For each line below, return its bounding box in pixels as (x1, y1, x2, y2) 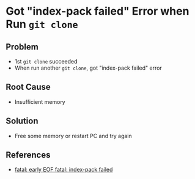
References (6, 150, 51, 160)
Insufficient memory (14, 98, 65, 105)
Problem (6, 42, 39, 52)
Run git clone (6, 17, 78, 31)
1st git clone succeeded (14, 58, 78, 65)
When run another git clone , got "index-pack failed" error (14, 64, 163, 71)
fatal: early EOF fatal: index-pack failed (14, 166, 113, 174)
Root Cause (6, 82, 51, 92)
